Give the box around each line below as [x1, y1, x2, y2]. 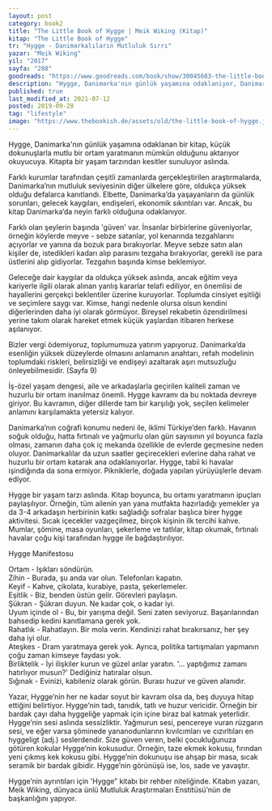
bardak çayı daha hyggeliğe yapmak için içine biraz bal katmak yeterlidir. [8, 709, 251, 719]
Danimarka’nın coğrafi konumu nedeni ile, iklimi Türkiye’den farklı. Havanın [8, 422, 257, 432]
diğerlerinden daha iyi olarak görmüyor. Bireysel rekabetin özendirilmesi [8, 307, 249, 316]
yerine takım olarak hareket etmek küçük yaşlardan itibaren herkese [8, 315, 235, 325]
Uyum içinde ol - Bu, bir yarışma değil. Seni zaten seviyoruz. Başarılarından [8, 607, 259, 617]
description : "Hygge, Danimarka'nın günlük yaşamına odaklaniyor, [8, 79, 237, 87]
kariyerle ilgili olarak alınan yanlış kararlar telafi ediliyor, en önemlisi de [8, 281, 243, 291]
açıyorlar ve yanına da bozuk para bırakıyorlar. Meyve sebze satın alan [8, 240, 243, 249]
